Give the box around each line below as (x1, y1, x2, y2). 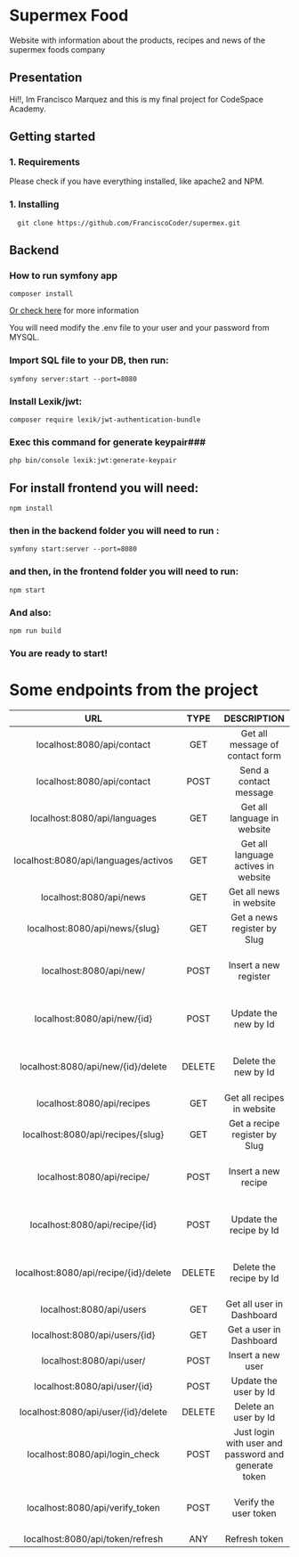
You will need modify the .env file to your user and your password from (9, 323, 270, 333)
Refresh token (225, 1532, 284, 1545)
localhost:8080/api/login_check (27, 1447, 160, 1460)
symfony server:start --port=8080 (9, 374, 138, 383)
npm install (9, 504, 53, 513)
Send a (239, 764, 270, 776)
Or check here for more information (9, 305, 140, 316)
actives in (234, 859, 274, 872)
